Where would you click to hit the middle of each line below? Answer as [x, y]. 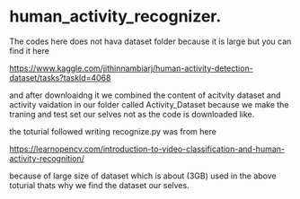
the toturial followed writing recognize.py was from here [113, 131]
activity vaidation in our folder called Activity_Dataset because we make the [149, 104]
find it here [29, 50]
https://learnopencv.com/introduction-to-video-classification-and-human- [147, 149]
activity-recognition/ [47, 158]
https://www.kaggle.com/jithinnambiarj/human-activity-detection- [131, 68]
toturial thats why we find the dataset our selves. [100, 185]
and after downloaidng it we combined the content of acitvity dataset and [145, 95]
